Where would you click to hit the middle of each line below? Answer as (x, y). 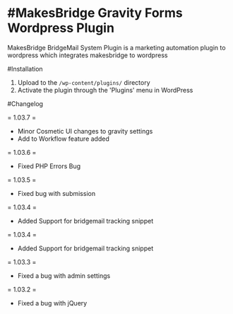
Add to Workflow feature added (63, 139)
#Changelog (25, 103)
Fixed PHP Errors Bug (49, 166)
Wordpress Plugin (61, 28)
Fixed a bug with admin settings (64, 275)
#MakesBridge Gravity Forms (95, 13)
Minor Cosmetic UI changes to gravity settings (85, 131)
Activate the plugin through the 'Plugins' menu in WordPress (105, 90)
